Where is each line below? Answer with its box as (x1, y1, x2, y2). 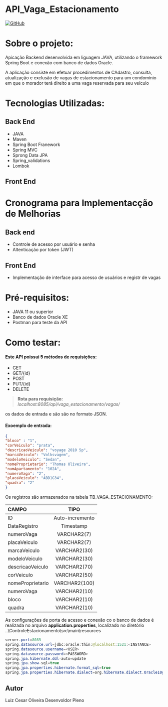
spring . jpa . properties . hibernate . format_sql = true (5, 665, 111, 670)
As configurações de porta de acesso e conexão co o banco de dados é (5, 617, 154, 623)
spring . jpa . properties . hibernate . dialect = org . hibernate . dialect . (5, 670, 144, 675)
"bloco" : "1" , (5, 438, 37, 444)
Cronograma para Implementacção (5, 197, 153, 209)
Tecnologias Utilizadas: (5, 98, 105, 109)
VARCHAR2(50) (55, 572, 93, 579)
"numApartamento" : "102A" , (5, 466, 61, 471)
